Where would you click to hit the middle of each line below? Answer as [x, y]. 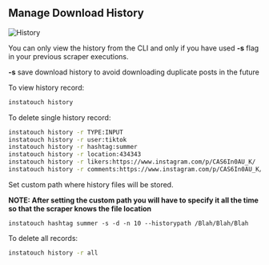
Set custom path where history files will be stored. [91, 184]
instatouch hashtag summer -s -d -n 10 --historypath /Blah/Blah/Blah [128, 223]
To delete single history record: [60, 117]
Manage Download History [76, 13]
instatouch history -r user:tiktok [68, 139]
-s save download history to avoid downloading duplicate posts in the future [134, 72]
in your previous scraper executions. [68, 56]
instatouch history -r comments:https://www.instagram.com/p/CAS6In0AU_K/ [136, 170]
